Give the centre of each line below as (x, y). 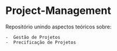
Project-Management (58, 11)
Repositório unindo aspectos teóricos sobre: (58, 27)
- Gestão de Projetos (33, 37)
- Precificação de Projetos (41, 42)
